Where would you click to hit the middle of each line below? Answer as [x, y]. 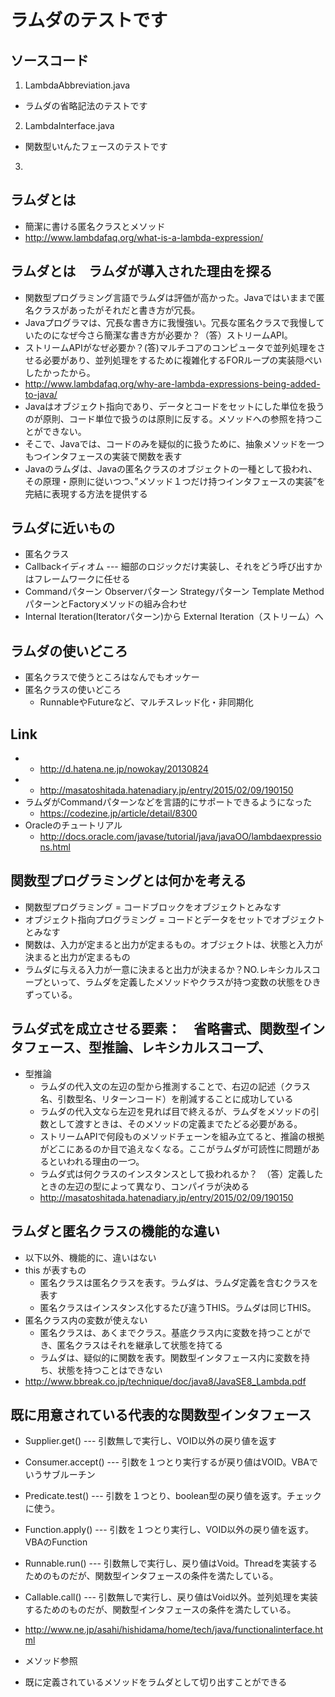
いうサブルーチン [60, 1475]
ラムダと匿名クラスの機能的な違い [115, 1231]
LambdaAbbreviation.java [77, 85]
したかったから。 [60, 372]
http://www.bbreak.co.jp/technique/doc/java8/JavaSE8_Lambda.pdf [165, 1381]
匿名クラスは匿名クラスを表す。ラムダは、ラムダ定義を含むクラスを [179, 1282]
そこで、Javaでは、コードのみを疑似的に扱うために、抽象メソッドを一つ [174, 443]
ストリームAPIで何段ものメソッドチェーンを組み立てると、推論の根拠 [182, 1136]
